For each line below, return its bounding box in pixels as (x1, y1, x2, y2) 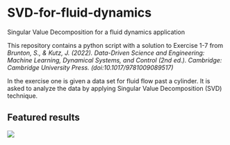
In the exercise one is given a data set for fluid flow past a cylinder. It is (7, 76, 211, 85)
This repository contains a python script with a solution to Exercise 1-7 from (7, 41, 224, 49)
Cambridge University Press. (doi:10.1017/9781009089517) (7, 63, 174, 71)
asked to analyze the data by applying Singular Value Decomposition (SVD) (7, 84, 222, 92)
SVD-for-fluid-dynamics (7, 5, 152, 21)
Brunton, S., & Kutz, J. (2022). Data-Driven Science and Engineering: (7, 49, 205, 57)
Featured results (7, 112, 80, 123)
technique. (7, 92, 38, 100)
